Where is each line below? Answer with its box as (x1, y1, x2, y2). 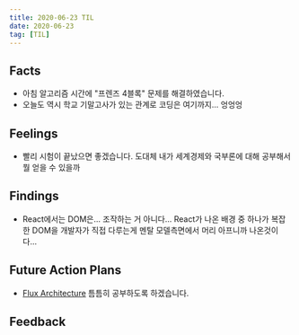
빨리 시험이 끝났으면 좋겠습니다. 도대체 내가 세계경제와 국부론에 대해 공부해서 (22, 151, 292, 162)
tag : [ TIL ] (9, 30, 50, 39)
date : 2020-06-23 (9, 22, 75, 31)
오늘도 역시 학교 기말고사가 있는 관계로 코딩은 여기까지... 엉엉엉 (22, 100, 243, 110)
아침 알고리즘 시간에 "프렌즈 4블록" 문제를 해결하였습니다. (22, 88, 224, 99)
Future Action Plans (9, 262, 122, 278)
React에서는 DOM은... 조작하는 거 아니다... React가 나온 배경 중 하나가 (22, 213, 269, 225)
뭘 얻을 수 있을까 (22, 163, 81, 172)
